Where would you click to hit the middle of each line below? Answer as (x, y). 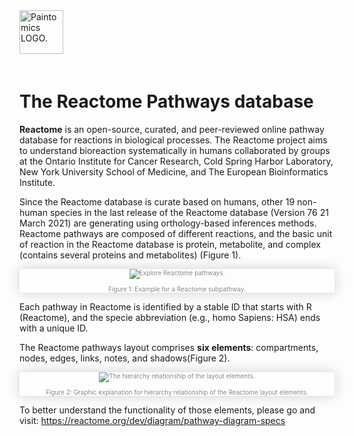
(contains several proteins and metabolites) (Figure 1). (130, 255)
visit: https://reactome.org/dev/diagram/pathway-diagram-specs (152, 420)
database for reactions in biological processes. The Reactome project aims (173, 140)
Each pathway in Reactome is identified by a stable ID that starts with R (165, 306)
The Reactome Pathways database (166, 101)
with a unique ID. (54, 328)
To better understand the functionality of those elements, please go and (167, 410)
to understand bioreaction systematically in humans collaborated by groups (175, 150)
